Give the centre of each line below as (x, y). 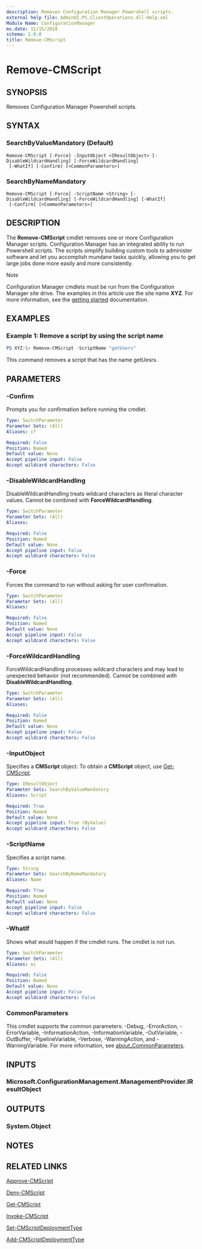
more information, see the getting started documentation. (77, 300)
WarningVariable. (28, 1046)
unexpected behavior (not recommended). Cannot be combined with (92, 675)
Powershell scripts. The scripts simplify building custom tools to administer (99, 250)
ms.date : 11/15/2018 (32, 29)
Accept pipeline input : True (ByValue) (56, 823)
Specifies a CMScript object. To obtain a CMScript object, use (84, 767)
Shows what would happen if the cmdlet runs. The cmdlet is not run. (91, 942)
